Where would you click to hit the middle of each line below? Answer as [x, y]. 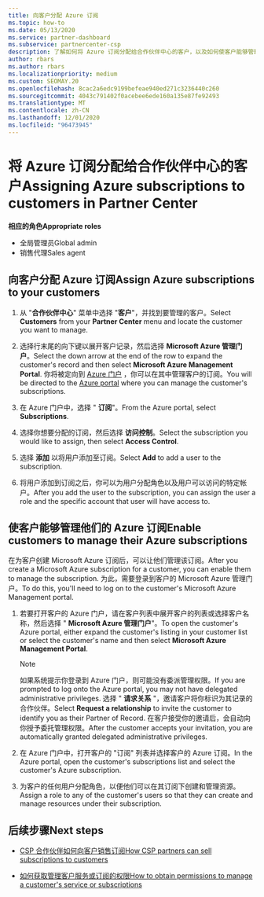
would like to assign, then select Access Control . [99, 441]
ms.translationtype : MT [47, 103]
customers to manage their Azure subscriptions [128, 540]
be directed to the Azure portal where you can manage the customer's [133, 383]
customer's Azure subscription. [70, 770]
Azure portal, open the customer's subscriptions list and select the [127, 762]
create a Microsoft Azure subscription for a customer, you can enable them [130, 569]
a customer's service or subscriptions [81, 884]
